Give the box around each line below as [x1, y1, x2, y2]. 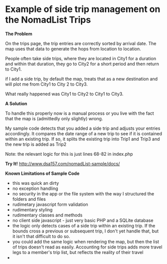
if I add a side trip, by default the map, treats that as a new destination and [5, 76, 158, 82]
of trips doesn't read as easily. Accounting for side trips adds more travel [12, 244, 163, 250]
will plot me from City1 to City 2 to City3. [5, 81, 88, 87]
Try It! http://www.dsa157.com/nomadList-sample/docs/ [5, 160, 120, 166]
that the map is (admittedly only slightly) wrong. [5, 115, 103, 121]
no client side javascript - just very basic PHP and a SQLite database [12, 217, 154, 223]
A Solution [5, 100, 27, 106]
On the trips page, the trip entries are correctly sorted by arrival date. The [5, 40, 157, 46]
